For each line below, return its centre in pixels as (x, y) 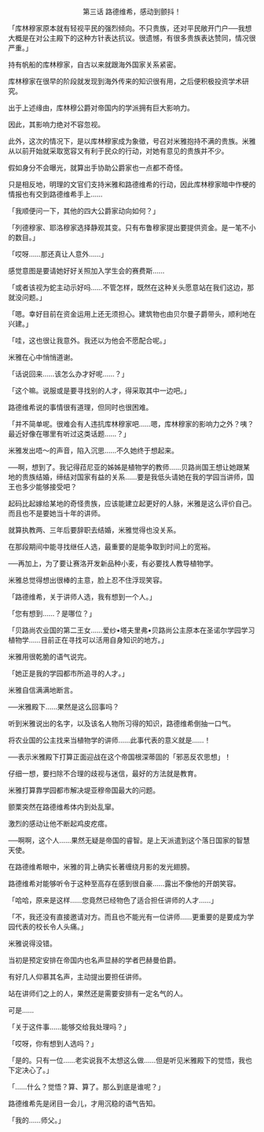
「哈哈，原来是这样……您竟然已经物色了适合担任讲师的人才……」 (113, 900)
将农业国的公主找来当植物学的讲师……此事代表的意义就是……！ (110, 740)
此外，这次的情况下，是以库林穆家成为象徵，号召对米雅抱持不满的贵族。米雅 (132, 141)
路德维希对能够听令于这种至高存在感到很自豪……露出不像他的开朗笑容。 (125, 883)
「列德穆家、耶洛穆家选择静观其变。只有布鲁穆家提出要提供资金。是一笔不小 (132, 227)
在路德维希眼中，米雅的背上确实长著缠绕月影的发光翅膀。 (101, 867)
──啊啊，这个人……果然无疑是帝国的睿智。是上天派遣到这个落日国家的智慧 (129, 840)
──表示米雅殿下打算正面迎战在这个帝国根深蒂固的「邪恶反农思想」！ (120, 757)
